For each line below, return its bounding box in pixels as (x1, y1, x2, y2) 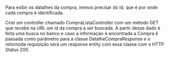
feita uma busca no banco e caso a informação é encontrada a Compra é (5, 31, 158, 36)
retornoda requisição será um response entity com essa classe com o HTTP (5, 41, 164, 47)
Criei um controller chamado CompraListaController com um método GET (5, 20, 159, 25)
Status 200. (5, 47, 29, 52)
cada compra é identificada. (5, 10, 64, 16)
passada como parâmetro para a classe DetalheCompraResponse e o (5, 36, 151, 42)
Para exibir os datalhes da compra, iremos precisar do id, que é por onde (5, 5, 158, 10)
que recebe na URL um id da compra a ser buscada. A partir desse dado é (5, 25, 161, 31)
